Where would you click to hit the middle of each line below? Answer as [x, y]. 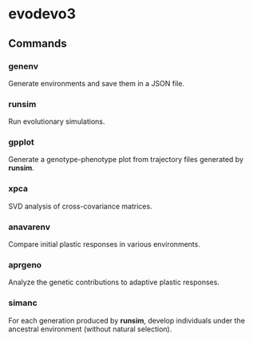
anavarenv [29, 227]
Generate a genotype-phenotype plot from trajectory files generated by [126, 160]
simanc [23, 303]
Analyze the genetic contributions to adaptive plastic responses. [114, 282]
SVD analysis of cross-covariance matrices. [81, 206]
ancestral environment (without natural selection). [90, 329]
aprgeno [25, 264]
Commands [38, 44]
